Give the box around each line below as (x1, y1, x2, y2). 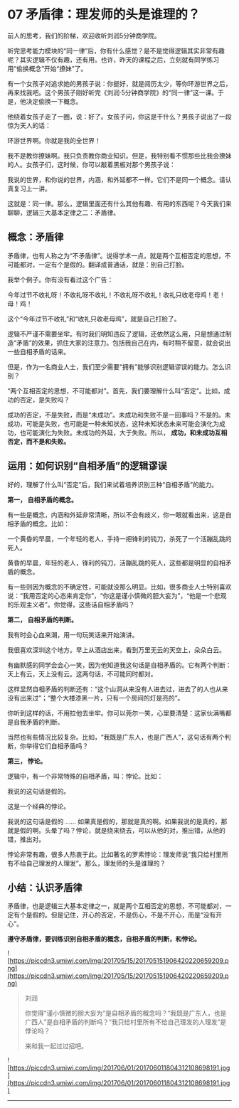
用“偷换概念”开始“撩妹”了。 (7, 64, 87, 73)
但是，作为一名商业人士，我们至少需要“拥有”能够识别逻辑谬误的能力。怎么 (7, 362, 225, 371)
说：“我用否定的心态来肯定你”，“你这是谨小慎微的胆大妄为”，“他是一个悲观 (7, 591, 227, 600)
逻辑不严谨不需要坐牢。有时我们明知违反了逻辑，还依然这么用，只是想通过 (7, 329, 225, 338)
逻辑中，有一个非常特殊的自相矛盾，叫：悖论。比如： (7, 772, 164, 780)
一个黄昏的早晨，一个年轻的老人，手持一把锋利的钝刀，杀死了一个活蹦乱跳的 (7, 534, 232, 543)
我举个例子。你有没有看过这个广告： (7, 275, 114, 284)
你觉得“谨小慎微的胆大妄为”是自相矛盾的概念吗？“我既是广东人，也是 (24, 1009, 227, 1018)
